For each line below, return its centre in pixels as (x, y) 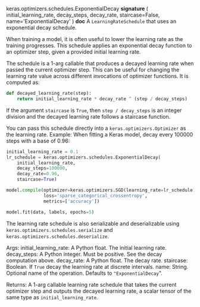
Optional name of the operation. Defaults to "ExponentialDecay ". (84, 273)
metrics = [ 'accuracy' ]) (72, 201)
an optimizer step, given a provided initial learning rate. (74, 52)
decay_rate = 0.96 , (38, 174)
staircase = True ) (37, 179)
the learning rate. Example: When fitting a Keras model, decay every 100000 (100, 134)
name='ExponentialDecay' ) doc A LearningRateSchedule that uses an (91, 21)
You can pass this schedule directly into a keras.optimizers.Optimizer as (96, 128)
